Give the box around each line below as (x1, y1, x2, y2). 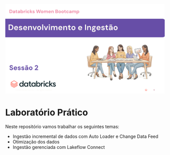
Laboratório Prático (5, 107, 89, 119)
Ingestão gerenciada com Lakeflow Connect (12, 144, 105, 150)
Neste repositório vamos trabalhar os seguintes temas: (5, 124, 120, 130)
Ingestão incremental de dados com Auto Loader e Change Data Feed (12, 133, 158, 140)
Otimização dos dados (12, 139, 60, 145)
